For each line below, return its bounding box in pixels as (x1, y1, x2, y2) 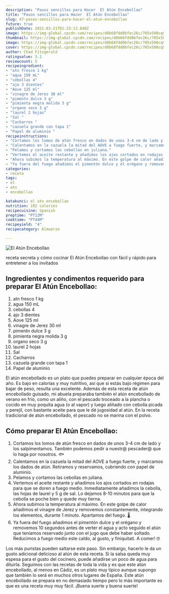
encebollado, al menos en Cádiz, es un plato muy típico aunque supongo (6, 566, 156, 573)
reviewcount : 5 (6, 59, 38, 64)
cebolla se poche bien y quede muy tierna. (13, 496, 102, 502)
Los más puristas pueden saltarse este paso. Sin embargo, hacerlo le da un (6, 545, 161, 551)
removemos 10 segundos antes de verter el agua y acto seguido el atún (13, 525, 161, 531)
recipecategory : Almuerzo (6, 227, 60, 232)
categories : (6, 166, 31, 171)
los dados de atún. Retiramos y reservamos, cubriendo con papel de (13, 463, 155, 470)
